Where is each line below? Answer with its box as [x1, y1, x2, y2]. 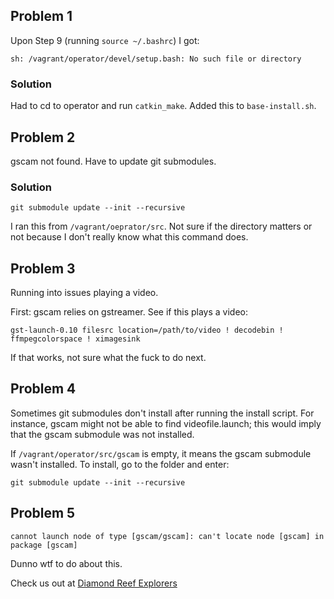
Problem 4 [10, 380, 77, 398]
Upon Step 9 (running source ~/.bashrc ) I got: [10, 34, 200, 46]
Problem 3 [10, 260, 76, 277]
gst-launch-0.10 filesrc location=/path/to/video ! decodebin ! [10, 325, 284, 336]
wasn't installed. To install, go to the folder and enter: [10, 458, 230, 470]
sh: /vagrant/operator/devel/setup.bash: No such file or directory [10, 54, 302, 64]
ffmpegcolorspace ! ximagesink [10, 334, 141, 344]
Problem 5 [10, 505, 76, 522]
